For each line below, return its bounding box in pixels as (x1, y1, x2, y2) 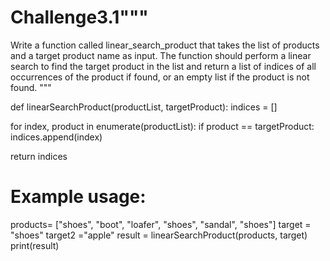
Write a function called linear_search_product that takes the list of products (10, 39, 320, 51)
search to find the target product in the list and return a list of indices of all (10, 60, 317, 72)
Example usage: (10, 186, 147, 208)
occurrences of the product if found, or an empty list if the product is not (10, 71, 310, 83)
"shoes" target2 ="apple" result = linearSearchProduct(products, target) (10, 229, 308, 241)
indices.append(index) (10, 131, 103, 143)
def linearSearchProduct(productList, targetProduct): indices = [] (10, 101, 278, 113)
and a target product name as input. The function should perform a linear (10, 49, 312, 61)
